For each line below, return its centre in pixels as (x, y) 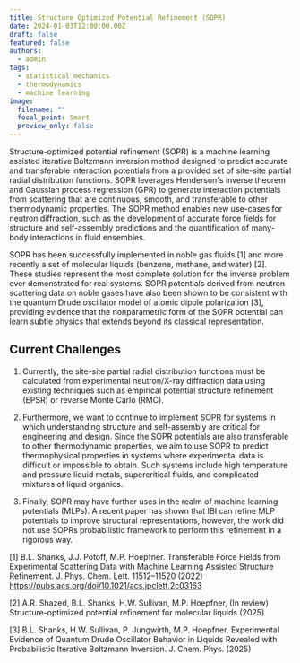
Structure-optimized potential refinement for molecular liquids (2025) (137, 612)
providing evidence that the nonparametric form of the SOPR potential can (146, 312)
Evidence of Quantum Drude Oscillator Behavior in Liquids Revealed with (143, 639)
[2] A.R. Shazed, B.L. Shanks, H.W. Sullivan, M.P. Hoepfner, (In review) (139, 603)
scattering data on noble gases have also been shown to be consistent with (149, 293)
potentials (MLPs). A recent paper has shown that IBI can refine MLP (149, 510)
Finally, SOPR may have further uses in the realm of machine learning (150, 501)
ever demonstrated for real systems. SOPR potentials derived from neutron (147, 283)
